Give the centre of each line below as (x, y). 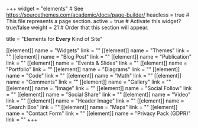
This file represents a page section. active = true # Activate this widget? (94, 21)
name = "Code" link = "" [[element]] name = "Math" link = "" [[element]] (94, 76)
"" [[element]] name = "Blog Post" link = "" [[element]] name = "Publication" (99, 57)
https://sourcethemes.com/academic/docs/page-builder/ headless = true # (98, 15)
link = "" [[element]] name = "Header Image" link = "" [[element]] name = (95, 101)
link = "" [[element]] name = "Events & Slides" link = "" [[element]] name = (97, 63)
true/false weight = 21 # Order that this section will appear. (77, 27)
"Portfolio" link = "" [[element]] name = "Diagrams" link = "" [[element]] (93, 69)
